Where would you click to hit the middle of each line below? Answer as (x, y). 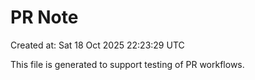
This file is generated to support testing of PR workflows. (127, 64)
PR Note (44, 17)
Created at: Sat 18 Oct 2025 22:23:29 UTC (97, 45)
